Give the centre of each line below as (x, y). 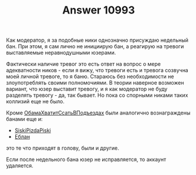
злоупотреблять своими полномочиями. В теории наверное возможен (95, 83)
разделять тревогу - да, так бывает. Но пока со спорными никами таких (97, 95)
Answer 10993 (99, 10)
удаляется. (20, 166)
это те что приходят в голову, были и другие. (62, 148)
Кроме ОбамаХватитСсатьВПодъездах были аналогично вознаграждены (98, 113)
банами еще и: (24, 119)
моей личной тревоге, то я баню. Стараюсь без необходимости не (90, 76)
